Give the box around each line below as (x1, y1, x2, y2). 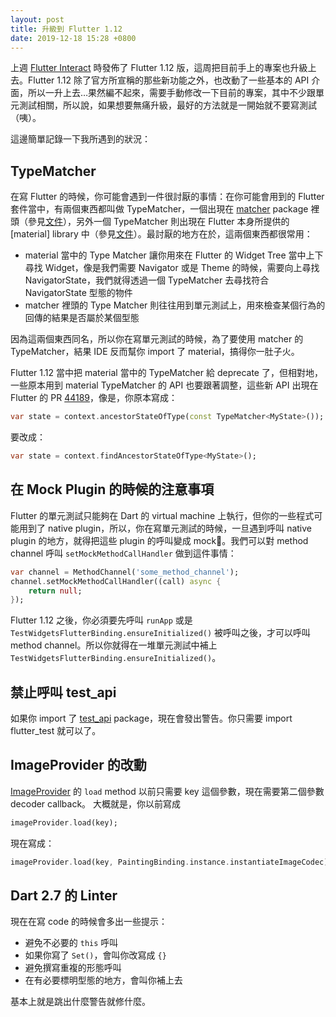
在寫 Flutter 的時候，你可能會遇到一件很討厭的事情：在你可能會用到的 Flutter (10, 191, 325, 203)
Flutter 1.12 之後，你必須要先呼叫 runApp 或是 (10, 614, 193, 626)
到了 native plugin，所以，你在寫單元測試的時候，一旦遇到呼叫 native (27, 522, 313, 534)
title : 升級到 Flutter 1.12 (10, 24, 123, 34)
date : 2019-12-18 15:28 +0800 (10, 33, 137, 43)
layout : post (10, 14, 65, 25)
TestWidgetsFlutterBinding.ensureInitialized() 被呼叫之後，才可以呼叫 (10, 627, 312, 639)
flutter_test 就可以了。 (10, 725, 102, 737)
